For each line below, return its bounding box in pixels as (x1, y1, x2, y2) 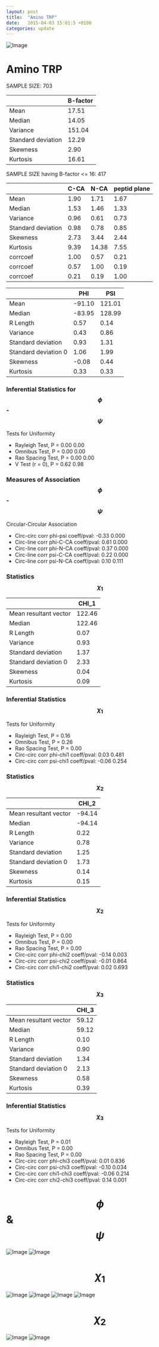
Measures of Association (6, 476, 80, 484)
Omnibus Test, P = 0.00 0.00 (14, 448, 86, 455)
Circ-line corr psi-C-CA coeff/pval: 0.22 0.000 (14, 551, 129, 558)
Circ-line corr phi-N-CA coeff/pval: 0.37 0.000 (14, 544, 129, 552)
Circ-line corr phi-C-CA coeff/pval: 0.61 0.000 (14, 538, 128, 545)
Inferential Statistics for (6, 386, 76, 394)
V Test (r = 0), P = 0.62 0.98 (14, 461, 84, 468)
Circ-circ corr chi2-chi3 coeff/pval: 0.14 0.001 (14, 1176, 127, 1183)
